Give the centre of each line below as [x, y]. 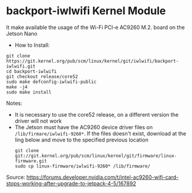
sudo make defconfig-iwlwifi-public [51, 82]
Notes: [14, 103]
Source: [16, 177]
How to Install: [32, 45]
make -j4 [17, 87]
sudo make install [29, 92]
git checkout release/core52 [42, 76]
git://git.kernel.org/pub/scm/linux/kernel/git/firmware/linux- [96, 156]
